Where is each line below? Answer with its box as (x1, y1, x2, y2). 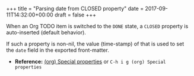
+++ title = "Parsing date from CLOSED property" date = (6, 5, 144, 12)
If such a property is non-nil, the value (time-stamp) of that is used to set (6, 41, 185, 47)
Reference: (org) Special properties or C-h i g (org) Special (14, 58, 166, 65)
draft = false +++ (54, 11, 97, 18)
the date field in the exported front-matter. (6, 47, 110, 54)
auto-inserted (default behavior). (6, 29, 86, 36)
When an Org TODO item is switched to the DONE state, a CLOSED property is (6, 23, 189, 29)
